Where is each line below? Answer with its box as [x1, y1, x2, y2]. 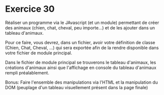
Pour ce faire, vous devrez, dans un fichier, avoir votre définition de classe [5, 39, 156, 45]
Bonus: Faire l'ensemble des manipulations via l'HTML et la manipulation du [5, 79, 158, 85]
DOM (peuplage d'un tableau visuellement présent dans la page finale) [5, 84, 148, 90]
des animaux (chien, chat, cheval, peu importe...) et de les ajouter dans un [5, 24, 155, 30]
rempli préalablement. [5, 70, 50, 75]
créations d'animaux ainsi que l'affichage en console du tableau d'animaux [5, 65, 157, 71]
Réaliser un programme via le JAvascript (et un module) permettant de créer [5, 20, 160, 25]
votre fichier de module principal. [5, 50, 73, 56]
